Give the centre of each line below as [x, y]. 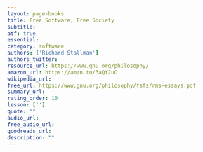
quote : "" [22, 111]
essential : [23, 40]
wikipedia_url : [30, 79]
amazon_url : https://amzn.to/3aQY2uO [63, 72]
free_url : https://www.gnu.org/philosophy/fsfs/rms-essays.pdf [102, 85]
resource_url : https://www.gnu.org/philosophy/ [78, 66]
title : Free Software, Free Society [61, 20]
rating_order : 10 [33, 99]
